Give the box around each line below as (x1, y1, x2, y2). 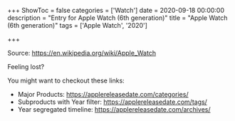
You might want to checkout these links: (7, 76, 125, 85)
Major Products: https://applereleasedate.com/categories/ (17, 90, 189, 98)
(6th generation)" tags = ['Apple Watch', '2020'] (7, 21, 148, 29)
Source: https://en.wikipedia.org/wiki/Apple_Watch (7, 49, 157, 57)
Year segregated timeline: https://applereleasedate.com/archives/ (17, 105, 211, 113)
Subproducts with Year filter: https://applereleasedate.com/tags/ (17, 98, 208, 106)
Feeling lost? (7, 63, 45, 70)
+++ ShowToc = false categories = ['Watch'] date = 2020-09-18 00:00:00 (7, 6, 224, 14)
